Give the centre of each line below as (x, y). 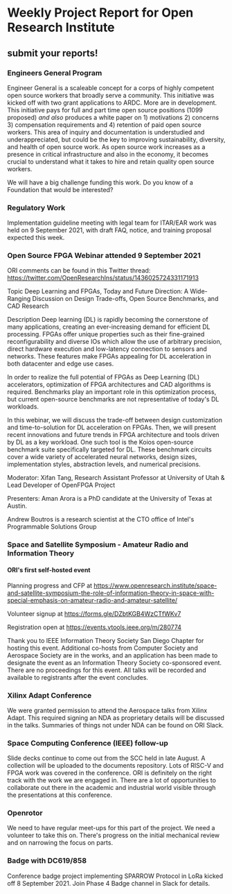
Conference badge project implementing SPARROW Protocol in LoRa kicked (115, 876)
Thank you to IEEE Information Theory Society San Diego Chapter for (106, 640)
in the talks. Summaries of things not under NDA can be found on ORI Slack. (115, 725)
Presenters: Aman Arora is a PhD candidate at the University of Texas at (110, 499)
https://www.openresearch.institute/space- (155, 585)
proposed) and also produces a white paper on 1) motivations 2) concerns (113, 117)
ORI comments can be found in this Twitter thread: (79, 270)
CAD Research (28, 306)
